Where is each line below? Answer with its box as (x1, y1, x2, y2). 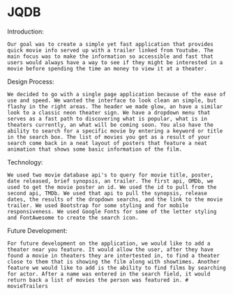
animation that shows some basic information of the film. (7, 146, 183, 153)
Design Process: (7, 77, 54, 86)
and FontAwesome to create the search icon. (7, 214, 139, 221)
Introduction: (7, 27, 44, 36)
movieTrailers (7, 282, 49, 289)
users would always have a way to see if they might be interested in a (7, 59, 223, 66)
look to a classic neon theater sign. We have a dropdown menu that (7, 109, 211, 116)
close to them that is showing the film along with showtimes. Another (7, 258, 220, 265)
